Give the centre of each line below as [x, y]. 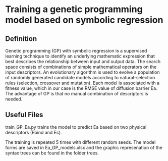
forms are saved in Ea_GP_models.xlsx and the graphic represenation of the [84, 147]
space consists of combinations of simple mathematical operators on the [81, 67]
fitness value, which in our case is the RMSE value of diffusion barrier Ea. [81, 88]
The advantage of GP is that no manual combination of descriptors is [77, 94]
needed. [14, 99]
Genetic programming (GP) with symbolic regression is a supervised [76, 51]
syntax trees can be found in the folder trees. [52, 153]
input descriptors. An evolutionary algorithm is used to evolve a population [82, 72]
